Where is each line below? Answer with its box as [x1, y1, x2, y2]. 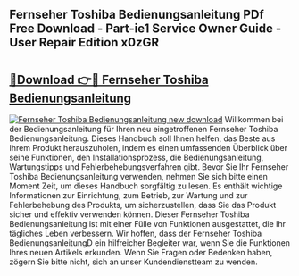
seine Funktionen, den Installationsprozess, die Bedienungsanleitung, [9, 152, 264, 163]
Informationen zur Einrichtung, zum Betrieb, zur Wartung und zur [9, 190, 248, 200]
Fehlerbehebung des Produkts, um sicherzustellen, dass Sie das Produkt [9, 200, 277, 210]
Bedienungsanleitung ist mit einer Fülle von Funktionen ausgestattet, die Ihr [9, 219, 287, 229]
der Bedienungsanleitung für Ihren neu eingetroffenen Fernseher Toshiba [9, 124, 278, 134]
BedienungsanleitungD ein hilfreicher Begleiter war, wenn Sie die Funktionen [9, 238, 291, 248]
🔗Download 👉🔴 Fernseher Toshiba [9, 71, 209, 88]
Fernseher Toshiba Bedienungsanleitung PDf [9, 7, 265, 22]
